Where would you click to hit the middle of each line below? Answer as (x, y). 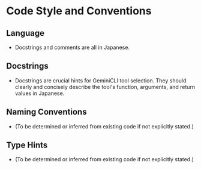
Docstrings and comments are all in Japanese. (72, 47)
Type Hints (27, 145)
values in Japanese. (40, 93)
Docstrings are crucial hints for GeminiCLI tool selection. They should (100, 80)
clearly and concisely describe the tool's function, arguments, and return (105, 87)
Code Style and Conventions (79, 11)
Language (25, 33)
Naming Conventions (46, 112)
